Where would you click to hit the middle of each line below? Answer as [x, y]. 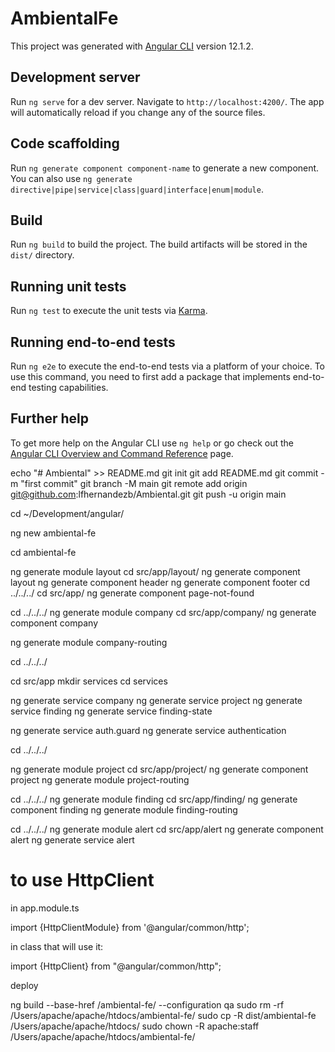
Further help [50, 418]
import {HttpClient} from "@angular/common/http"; [116, 966]
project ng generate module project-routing [100, 779]
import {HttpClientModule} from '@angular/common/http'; [130, 927]
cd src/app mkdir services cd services [89, 681]
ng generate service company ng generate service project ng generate [156, 700]
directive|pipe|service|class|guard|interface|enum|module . [137, 189]
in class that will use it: [57, 946]
